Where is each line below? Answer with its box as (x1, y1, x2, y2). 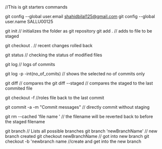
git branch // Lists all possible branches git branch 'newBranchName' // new (5, 128, 158, 134)
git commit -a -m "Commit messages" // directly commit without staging (5, 104, 150, 110)
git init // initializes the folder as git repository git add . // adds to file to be (5, 28, 152, 33)
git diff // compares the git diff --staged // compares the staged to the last (5, 80, 153, 86)
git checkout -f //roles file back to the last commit (5, 95, 105, 100)
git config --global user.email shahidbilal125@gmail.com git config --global (5, 14, 155, 19)
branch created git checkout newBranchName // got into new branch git (5, 133, 149, 139)
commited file (5, 85, 33, 91)
